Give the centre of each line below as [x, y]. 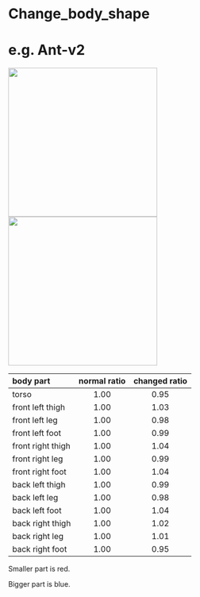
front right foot [39, 472]
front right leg [38, 459]
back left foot [37, 510]
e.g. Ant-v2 [47, 50]
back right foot [40, 549]
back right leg [38, 537]
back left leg [35, 498]
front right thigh [41, 446]
